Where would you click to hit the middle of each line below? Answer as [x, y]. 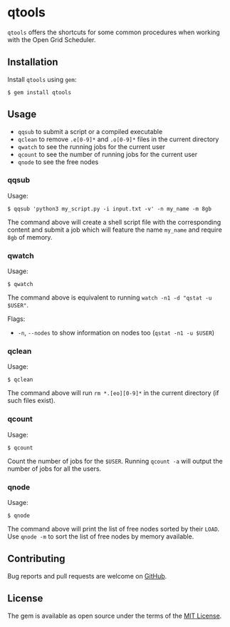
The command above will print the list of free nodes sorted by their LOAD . [114, 529]
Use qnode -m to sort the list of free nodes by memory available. [101, 536]
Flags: [16, 319]
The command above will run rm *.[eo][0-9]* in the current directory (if [113, 393]
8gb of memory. [30, 237]
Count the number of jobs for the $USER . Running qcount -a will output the [115, 461]
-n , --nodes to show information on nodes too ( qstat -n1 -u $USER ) [116, 333]
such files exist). [31, 401]
